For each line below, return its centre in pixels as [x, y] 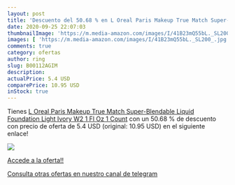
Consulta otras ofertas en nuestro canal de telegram [83, 174]
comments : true [29, 46]
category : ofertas [34, 53]
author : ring [26, 59]
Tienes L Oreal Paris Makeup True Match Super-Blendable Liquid [101, 112]
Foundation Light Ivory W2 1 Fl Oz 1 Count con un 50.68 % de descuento [112, 119]
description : [26, 72]
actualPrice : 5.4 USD [39, 79]
